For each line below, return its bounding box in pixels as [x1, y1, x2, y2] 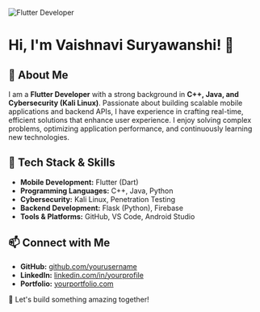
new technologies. [8, 133, 70, 141]
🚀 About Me [8, 68, 69, 82]
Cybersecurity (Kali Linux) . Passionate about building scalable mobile [8, 98, 243, 108]
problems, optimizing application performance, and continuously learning [8, 124, 253, 133]
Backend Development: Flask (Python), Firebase [19, 203, 184, 213]
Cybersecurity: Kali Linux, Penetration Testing [19, 194, 176, 204]
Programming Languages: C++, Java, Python [19, 186, 174, 196]
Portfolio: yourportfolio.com [19, 279, 115, 289]
